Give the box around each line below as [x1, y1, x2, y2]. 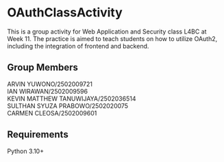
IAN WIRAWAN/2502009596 [7, 87, 88, 95]
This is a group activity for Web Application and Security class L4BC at [7, 27, 207, 36]
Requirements [7, 129, 69, 141]
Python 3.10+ [7, 147, 45, 155]
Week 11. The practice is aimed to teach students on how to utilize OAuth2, [7, 34, 218, 42]
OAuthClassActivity [7, 5, 123, 21]
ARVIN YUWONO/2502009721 [7, 80, 92, 88]
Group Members [7, 62, 79, 73]
